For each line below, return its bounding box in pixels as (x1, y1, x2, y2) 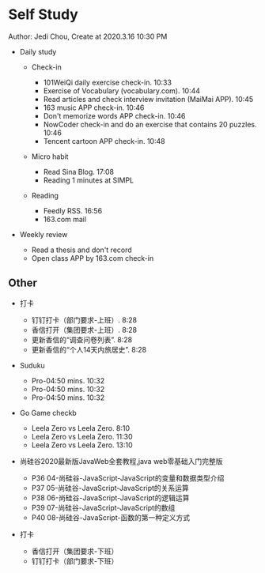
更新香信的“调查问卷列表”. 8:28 (31, 334, 133, 345)
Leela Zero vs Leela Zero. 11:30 (31, 432, 133, 441)
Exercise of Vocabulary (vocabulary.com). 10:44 (43, 85, 200, 96)
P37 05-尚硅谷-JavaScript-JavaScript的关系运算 (31, 483, 190, 492)
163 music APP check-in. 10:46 (43, 103, 145, 112)
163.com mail (43, 214, 87, 224)
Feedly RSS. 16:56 (43, 205, 103, 215)
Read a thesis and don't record (31, 245, 132, 254)
